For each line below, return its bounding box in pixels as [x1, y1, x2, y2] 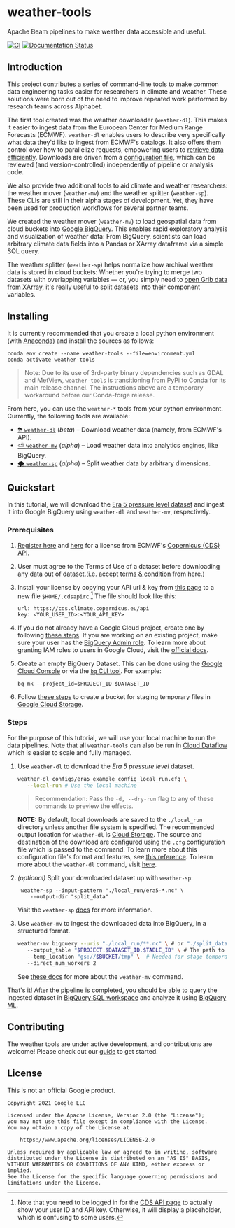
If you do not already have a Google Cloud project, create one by [17, 623, 205, 632]
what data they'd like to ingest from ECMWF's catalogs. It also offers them [7, 138, 222, 146]
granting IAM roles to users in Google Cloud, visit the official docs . [17, 646, 208, 654]
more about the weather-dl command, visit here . [17, 860, 157, 868]
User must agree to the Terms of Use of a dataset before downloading [17, 562, 220, 570]
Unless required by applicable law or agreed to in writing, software [7, 1148, 218, 1155]
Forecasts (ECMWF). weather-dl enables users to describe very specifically [7, 130, 225, 139]
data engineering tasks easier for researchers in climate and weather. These [7, 87, 227, 95]
